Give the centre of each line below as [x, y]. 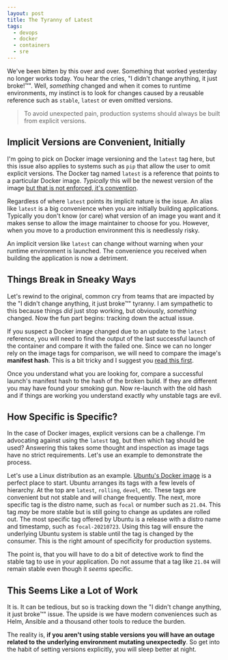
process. [19, 462]
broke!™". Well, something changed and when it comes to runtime [99, 86]
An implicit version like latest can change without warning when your [105, 243]
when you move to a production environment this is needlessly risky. [103, 230]
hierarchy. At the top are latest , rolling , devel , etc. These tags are [102, 490]
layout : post [26, 13]
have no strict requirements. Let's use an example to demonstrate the [105, 455]
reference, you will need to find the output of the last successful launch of [111, 338]
